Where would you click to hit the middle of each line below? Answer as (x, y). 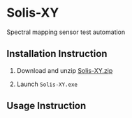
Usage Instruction (46, 106)
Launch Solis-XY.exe (47, 84)
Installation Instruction (57, 54)
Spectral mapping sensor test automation (66, 32)
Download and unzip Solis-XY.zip (65, 70)
